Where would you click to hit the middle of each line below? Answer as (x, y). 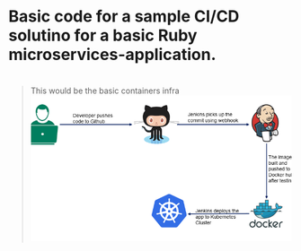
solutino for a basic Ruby (103, 35)
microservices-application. (112, 55)
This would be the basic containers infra (105, 91)
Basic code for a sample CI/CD (124, 17)
